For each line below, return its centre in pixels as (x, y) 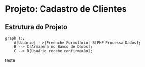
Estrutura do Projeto (36, 27)
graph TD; (15, 38)
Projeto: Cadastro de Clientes (66, 9)
